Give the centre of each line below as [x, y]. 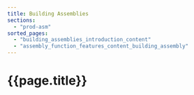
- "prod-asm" [32, 27]
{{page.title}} [47, 81]
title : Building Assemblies [48, 14]
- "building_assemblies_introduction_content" [82, 40]
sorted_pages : [28, 33]
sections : [22, 20]
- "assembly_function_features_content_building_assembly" [101, 46]
